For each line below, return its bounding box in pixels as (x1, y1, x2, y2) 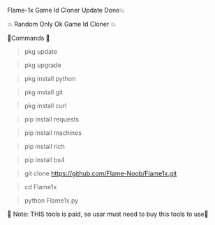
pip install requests (24, 115, 79, 123)
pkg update (24, 48, 58, 55)
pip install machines (24, 129, 82, 137)
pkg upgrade (24, 61, 61, 69)
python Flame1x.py (24, 196, 79, 205)
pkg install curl (24, 101, 67, 110)
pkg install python (24, 75, 76, 82)
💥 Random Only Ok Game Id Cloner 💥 (7, 20, 117, 28)
